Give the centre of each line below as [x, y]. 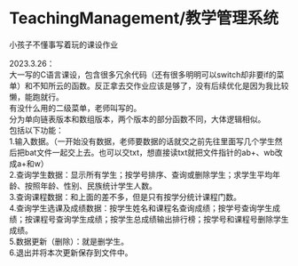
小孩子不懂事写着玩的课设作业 [63, 44]
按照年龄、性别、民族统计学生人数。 [90, 185]
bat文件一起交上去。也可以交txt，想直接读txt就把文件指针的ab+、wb [150, 152]
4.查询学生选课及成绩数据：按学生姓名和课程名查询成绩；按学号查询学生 [141, 208]
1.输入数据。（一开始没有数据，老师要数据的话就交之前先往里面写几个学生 [142, 141]
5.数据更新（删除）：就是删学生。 [69, 241]
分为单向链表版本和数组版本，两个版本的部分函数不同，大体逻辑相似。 [137, 119]
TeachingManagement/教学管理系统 [144, 18]
